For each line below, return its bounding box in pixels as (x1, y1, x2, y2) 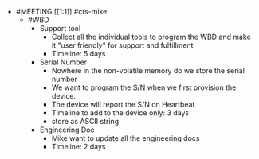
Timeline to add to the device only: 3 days (51, 108, 190, 118)
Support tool (39, 24, 81, 33)
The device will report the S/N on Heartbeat (51, 99, 195, 109)
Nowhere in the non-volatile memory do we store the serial (51, 66, 245, 75)
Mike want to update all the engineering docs (51, 134, 200, 142)
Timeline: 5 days (51, 49, 106, 58)
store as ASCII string (51, 117, 120, 126)
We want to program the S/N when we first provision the (51, 83, 237, 92)
